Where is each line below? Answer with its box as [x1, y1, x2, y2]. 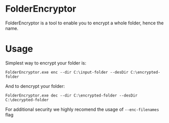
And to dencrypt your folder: [5, 83, 65, 89]
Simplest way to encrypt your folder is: [5, 59, 87, 66]
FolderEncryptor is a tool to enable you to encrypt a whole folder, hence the [5, 20, 164, 26]
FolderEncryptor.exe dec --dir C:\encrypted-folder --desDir [5, 93, 138, 98]
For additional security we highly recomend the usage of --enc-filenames [5, 106, 159, 112]
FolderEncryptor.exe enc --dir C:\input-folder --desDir [5, 70, 129, 75]
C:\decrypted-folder [5, 97, 49, 102]
